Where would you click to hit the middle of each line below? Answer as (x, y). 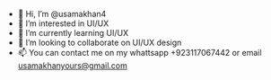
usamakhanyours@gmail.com (72, 66)
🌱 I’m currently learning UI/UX (73, 33)
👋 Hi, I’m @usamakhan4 (62, 14)
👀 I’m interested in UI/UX (63, 23)
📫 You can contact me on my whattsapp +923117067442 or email (140, 53)
